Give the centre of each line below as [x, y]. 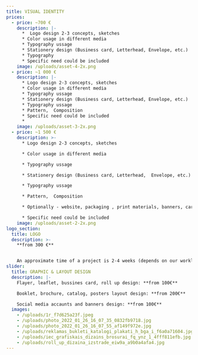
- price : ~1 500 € [34, 132]
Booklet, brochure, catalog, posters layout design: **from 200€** [101, 293]
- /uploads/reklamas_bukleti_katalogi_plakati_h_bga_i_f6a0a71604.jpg [105, 331]
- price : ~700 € [31, 22]
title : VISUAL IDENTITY [35, 11]
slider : [16, 267]
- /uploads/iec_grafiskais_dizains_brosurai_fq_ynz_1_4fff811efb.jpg [104, 337]
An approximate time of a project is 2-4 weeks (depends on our [97, 261]
